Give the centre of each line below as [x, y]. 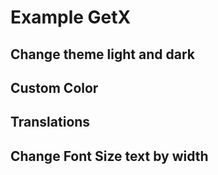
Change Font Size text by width [109, 156]
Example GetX [71, 17]
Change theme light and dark [102, 54]
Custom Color [54, 87]
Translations [50, 122]
